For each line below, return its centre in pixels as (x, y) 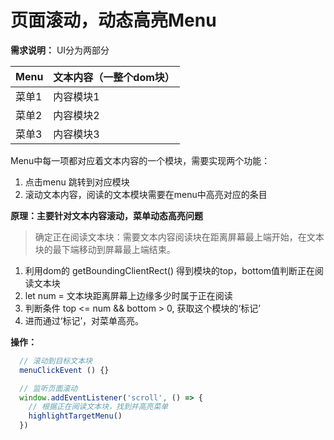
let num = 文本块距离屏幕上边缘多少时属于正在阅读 (128, 295)
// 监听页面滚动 (48, 388)
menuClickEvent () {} (64, 370)
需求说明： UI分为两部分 (60, 50)
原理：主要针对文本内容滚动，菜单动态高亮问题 (106, 215)
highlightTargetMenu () (75, 416)
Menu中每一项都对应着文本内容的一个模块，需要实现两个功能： (140, 160)
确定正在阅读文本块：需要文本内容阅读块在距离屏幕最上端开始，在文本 (179, 237)
